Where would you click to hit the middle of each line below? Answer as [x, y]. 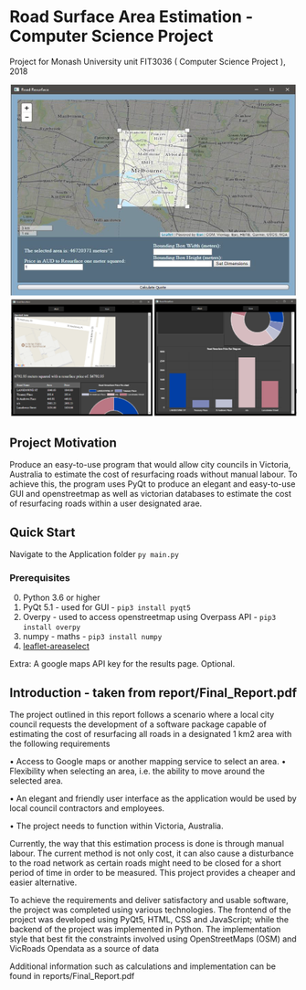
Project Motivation [63, 442]
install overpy [52, 627]
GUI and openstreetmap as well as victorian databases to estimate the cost [151, 494]
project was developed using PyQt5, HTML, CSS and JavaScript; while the [149, 920]
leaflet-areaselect [56, 647]
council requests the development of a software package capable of [138, 724]
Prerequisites [40, 577]
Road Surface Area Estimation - [132, 17]
